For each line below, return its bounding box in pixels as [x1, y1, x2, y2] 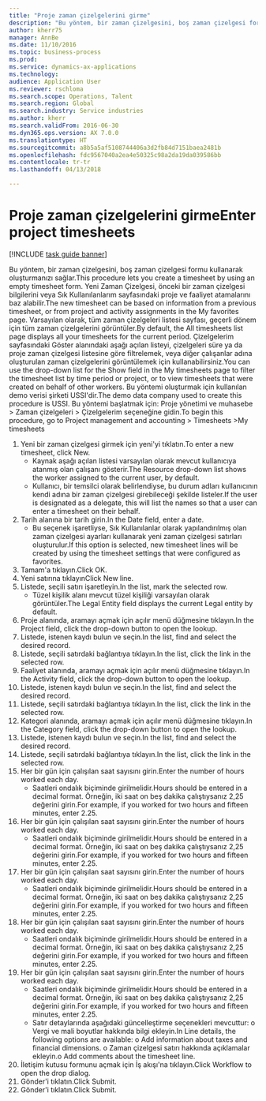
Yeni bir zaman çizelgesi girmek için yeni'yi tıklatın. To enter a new [20, 439, 234, 448]
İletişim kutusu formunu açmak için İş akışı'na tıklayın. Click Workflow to [20, 1059, 252, 1069]
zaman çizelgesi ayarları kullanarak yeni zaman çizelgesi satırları [32, 531, 242, 541]
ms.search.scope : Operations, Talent [9, 92, 133, 100]
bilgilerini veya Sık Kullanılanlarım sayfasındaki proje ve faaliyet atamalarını [9, 290, 251, 299]
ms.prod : [9, 56, 38, 64]
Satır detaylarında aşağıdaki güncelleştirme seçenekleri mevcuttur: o [32, 1017, 256, 1027]
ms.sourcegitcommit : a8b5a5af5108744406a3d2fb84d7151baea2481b [9, 144, 222, 152]
